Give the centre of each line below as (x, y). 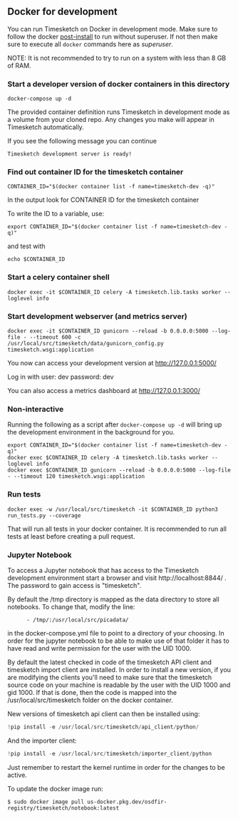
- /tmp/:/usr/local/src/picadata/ (78, 620)
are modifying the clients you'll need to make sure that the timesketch (110, 677)
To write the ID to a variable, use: (56, 214)
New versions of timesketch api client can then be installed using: (104, 713)
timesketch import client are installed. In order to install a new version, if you (119, 669)
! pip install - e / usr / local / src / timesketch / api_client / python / (103, 727)
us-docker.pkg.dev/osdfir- (127, 802)
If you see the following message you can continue (82, 141)
